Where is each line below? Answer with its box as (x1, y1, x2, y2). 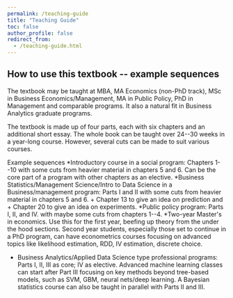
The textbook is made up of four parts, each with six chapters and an (7, 123, 205, 131)
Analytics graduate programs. (7, 109, 93, 117)
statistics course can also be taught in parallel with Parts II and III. (17, 283, 205, 291)
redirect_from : (7, 36, 51, 43)
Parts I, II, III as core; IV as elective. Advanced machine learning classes (17, 260, 223, 269)
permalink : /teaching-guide (7, 10, 89, 17)
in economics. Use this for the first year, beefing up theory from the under (7, 217, 219, 226)
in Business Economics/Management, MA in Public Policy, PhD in (7, 94, 193, 102)
